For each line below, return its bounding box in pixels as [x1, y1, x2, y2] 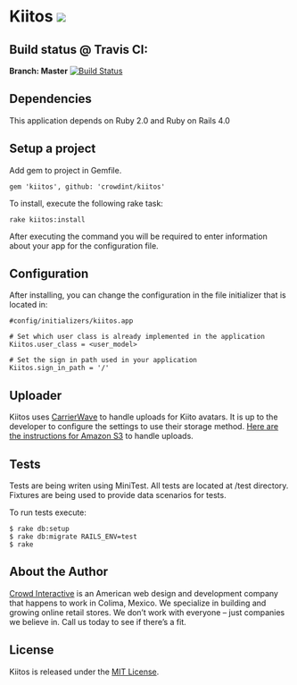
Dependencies [9, 91, 92, 106]
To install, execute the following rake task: [9, 198, 163, 208]
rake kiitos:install [9, 215, 87, 224]
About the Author [9, 564, 109, 579]
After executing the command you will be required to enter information [9, 231, 268, 241]
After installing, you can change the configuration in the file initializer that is [9, 290, 287, 300]
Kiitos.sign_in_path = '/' [9, 364, 110, 373]
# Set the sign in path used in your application [9, 356, 198, 365]
